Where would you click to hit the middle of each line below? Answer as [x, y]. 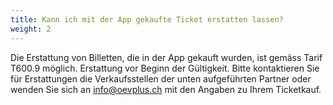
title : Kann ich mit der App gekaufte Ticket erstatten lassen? [147, 19]
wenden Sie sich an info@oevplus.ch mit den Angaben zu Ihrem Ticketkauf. [166, 89]
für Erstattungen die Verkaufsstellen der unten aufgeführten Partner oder [161, 78]
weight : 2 [31, 29]
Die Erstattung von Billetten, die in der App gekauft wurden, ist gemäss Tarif [166, 57]
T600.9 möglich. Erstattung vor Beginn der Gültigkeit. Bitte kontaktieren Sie [165, 68]
